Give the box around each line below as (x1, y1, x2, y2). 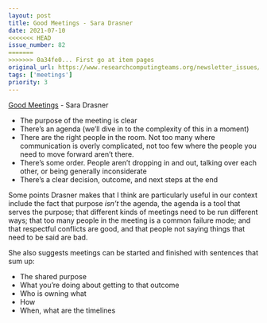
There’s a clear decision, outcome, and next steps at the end (19, 174, 219, 184)
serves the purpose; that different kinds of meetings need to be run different (8, 207, 258, 216)
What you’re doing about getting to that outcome (19, 280, 180, 290)
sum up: (8, 256, 35, 266)
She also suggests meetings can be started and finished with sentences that (8, 247, 258, 257)
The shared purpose (19, 271, 87, 281)
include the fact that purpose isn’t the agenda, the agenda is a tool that (8, 198, 241, 208)
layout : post (8, 11, 52, 20)
